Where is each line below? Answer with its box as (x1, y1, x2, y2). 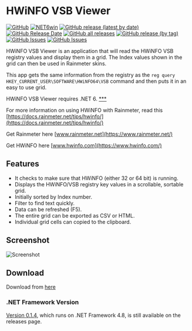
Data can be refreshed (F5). (14, 206, 82, 213)
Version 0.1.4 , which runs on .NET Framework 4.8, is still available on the (6, 312, 181, 319)
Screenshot (6, 235, 50, 245)
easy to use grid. (6, 83, 47, 91)
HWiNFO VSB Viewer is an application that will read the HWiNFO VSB (6, 47, 174, 54)
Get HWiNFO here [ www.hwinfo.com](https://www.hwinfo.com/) (6, 142, 162, 149)
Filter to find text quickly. (14, 199, 75, 206)
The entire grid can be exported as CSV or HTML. (14, 212, 135, 219)
